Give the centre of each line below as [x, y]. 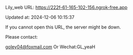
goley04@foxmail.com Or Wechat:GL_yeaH [50, 47]
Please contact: [22, 37]
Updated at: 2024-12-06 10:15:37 [40, 17]
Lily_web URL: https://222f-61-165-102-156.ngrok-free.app [66, 7]
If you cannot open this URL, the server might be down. [63, 27]
